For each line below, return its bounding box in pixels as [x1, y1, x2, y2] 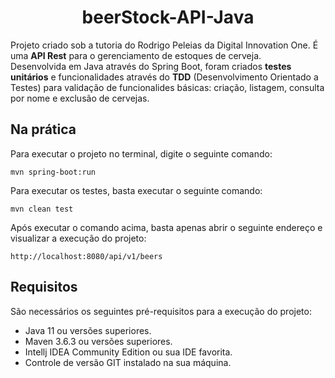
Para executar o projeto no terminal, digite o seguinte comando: [10, 147, 273, 160]
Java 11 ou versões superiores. [24, 324, 152, 336]
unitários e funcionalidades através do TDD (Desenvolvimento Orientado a [10, 71, 319, 83]
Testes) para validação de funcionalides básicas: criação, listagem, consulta [10, 81, 325, 93]
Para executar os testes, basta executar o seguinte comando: [10, 184, 263, 196]
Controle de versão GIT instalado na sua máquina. [24, 356, 232, 368]
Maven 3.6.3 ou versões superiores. [24, 335, 173, 347]
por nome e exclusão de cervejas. [10, 92, 150, 104]
